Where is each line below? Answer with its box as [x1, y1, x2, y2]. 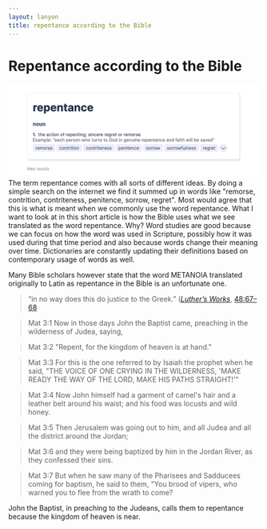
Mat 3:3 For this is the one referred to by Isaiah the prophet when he [27, 357, 253, 367]
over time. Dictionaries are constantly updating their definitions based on [8, 246, 249, 255]
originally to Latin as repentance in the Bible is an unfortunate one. [8, 279, 227, 288]
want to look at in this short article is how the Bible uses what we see [8, 212, 236, 222]
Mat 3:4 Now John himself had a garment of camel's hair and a [27, 390, 237, 399]
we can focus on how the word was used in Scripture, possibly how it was [8, 229, 253, 238]
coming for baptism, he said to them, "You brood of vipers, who [27, 479, 238, 488]
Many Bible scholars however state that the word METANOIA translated [8, 270, 243, 279]
